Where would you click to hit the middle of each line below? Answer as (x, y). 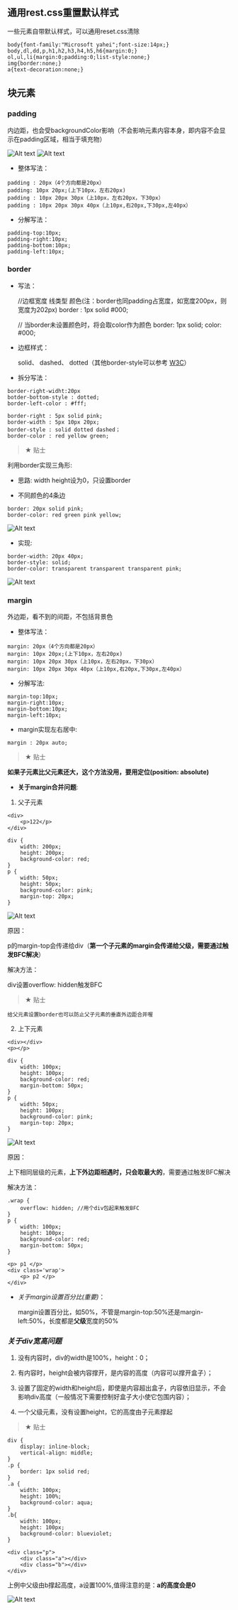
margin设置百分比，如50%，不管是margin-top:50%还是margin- (110, 1312)
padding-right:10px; (38, 239)
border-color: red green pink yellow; (64, 515)
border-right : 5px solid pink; (55, 416)
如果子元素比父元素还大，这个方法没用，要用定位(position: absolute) (108, 772)
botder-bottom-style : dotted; (53, 397)
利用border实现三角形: (40, 465)
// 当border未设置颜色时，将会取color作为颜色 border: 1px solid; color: (119, 325)
